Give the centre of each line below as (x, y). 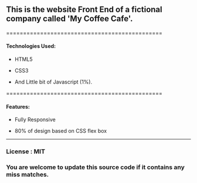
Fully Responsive (35, 120)
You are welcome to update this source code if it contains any (95, 167)
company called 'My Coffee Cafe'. (69, 19)
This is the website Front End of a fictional (84, 10)
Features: (18, 106)
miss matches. (28, 175)
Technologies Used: (31, 46)
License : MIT (26, 151)
